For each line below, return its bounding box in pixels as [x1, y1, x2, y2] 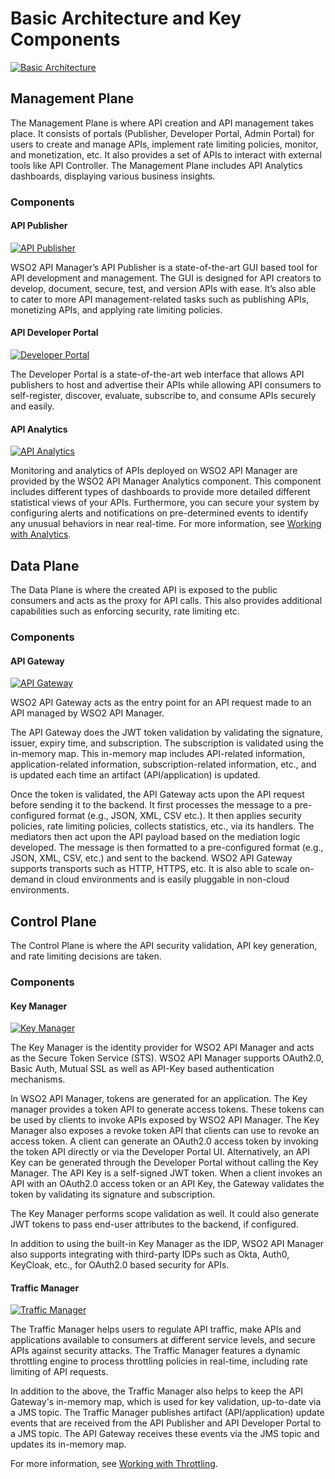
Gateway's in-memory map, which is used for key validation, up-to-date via [10, 1396, 322, 1408]
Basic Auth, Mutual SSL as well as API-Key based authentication [10, 1063, 275, 1075]
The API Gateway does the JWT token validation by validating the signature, [10, 727, 323, 739]
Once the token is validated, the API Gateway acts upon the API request [10, 788, 305, 801]
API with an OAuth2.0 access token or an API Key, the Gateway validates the [10, 1178, 325, 1190]
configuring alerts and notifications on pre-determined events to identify [10, 507, 309, 519]
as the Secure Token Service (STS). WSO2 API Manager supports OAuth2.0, [10, 1052, 324, 1064]
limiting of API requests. [10, 1366, 109, 1378]
